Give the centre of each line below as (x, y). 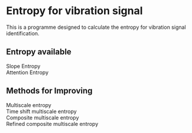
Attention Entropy (27, 72)
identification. (23, 33)
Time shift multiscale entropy (41, 111)
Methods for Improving (49, 91)
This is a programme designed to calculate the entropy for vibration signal (96, 27)
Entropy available (39, 52)
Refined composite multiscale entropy (52, 124)
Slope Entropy (23, 66)
